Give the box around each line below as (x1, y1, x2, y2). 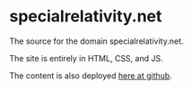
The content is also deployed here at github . (9, 70, 172, 81)
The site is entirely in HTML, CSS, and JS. (9, 53, 163, 63)
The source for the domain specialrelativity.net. (9, 36, 184, 46)
